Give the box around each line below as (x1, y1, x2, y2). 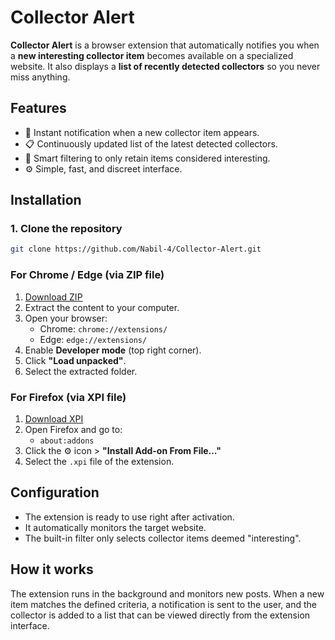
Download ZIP (24, 291, 83, 303)
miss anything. (10, 71, 71, 83)
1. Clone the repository (10, 222, 123, 236)
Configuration (10, 484, 100, 501)
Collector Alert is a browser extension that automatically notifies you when (10, 39, 320, 51)
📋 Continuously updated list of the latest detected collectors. (24, 137, 278, 150)
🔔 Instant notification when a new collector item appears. (24, 126, 260, 138)
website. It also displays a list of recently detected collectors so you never (10, 60, 321, 72)
